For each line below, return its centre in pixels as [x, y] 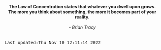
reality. [82, 17]
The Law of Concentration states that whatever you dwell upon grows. [82, 7]
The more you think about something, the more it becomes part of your [82, 12]
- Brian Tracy [82, 27]
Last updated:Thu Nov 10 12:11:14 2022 [53, 42]
